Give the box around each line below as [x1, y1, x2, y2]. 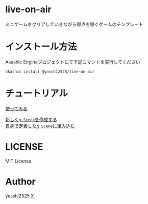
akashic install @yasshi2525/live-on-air [5, 69, 95, 74]
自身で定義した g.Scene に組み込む [5, 123, 76, 129]
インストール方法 [5, 41, 77, 53]
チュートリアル [5, 88, 68, 99]
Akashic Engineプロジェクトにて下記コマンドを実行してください [5, 59, 140, 65]
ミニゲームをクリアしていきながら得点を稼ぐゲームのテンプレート [5, 21, 144, 27]
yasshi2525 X [5, 193, 34, 199]
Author [5, 175, 36, 187]
